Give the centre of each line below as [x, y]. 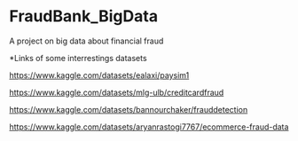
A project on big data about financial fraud [86, 41]
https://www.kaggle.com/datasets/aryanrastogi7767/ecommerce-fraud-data [149, 127]
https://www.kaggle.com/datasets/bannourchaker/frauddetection [129, 109]
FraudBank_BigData [83, 16]
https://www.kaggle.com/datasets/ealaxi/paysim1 [99, 75]
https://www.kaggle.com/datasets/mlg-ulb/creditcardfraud [117, 92]
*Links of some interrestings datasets [78, 58]
